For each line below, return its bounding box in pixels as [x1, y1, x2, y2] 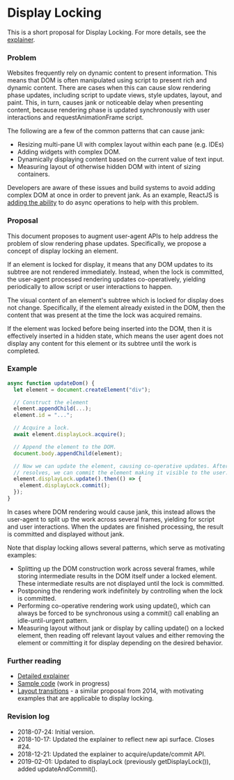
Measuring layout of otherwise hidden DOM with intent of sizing [17, 163, 201, 171]
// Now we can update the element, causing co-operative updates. [13, 462, 210, 469]
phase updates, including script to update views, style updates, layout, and [7, 91, 222, 99]
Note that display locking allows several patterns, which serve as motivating [7, 543, 225, 552]
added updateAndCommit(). [17, 765, 97, 773]
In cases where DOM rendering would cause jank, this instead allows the [7, 508, 216, 516]
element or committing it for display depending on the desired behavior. [17, 638, 224, 647]
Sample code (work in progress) [17, 679, 110, 688]
